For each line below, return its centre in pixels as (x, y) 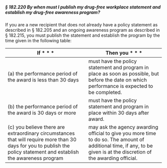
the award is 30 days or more (42, 113)
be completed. (105, 92)
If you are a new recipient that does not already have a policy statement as (82, 24)
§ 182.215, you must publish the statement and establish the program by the (83, 35)
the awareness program (36, 158)
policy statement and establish (43, 152)
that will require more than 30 (42, 139)
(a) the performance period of (43, 74)
